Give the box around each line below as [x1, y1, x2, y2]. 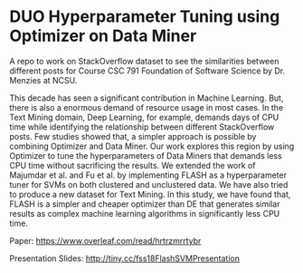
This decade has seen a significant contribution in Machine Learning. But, [9, 93, 284, 103]
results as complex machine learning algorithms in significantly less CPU [9, 208, 280, 219]
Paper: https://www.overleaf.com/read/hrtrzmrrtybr [9, 235, 202, 246]
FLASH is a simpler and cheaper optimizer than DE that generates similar [9, 198, 280, 210]
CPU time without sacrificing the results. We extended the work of [9, 160, 256, 171]
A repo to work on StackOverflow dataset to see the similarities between [9, 55, 279, 66]
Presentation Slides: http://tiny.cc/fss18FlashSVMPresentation [9, 252, 241, 264]
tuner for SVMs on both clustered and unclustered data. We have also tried [9, 179, 289, 190]
